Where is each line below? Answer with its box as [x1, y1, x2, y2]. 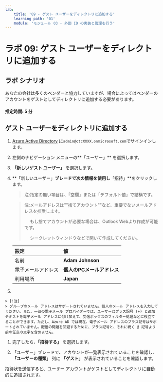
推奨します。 [37, 208, 63, 214]
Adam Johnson [63, 257, 100, 263]
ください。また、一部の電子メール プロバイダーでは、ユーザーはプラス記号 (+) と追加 [5, 309, 156, 314]
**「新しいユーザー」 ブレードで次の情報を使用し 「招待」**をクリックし [12, 175, 157, 181]
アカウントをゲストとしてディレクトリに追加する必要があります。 [5, 96, 137, 102]
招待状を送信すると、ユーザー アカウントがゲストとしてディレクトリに [5, 365, 146, 371]
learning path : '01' [14, 16, 55, 21]
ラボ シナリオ [5, 76, 45, 84]
